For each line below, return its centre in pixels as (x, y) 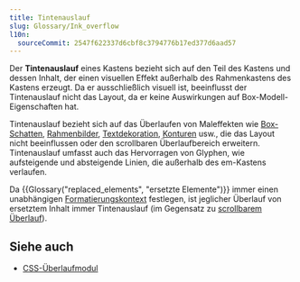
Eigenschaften (36, 107)
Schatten (26, 134)
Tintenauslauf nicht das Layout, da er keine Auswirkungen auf (125, 97)
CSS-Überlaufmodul (60, 268)
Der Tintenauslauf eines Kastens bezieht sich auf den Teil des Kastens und (150, 68)
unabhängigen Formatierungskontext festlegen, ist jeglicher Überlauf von (145, 199)
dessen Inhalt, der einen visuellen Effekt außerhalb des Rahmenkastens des (150, 78)
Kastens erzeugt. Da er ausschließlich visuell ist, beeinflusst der (128, 87)
